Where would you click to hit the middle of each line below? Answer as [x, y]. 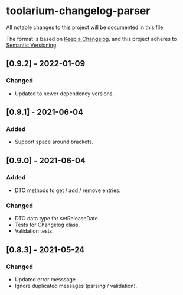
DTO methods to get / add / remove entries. [68, 190]
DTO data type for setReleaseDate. [57, 219]
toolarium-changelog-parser [78, 11]
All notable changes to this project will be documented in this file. [86, 27]
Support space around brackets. [54, 142]
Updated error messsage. [46, 279]
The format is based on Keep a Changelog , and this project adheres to [91, 39]
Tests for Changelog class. [47, 225]
